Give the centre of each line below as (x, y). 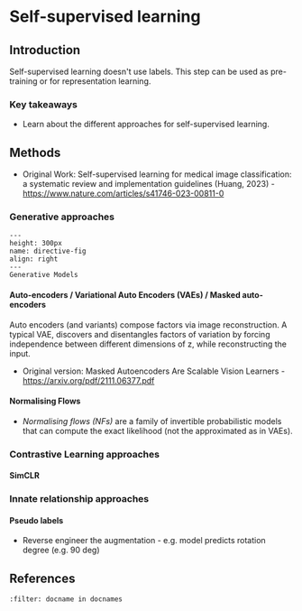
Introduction (45, 50)
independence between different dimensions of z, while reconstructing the (148, 344)
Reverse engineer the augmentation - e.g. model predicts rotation (144, 541)
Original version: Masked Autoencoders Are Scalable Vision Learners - (154, 371)
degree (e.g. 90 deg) (61, 550)
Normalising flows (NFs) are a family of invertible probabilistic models (152, 421)
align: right (34, 259)
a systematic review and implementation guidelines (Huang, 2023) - (148, 184)
